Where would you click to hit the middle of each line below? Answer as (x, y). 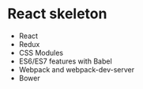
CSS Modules (41, 52)
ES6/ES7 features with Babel (65, 61)
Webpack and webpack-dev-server (77, 69)
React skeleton (57, 14)
